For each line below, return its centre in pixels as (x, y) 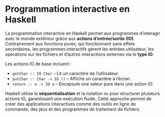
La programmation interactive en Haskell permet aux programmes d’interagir (83, 33)
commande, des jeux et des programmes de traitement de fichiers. (73, 109)
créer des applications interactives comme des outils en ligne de (71, 104)
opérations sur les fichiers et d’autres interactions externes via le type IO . (80, 54)
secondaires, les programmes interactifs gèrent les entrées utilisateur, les (80, 49)
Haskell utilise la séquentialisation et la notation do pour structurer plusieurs (82, 93)
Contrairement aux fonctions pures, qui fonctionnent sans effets (70, 43)
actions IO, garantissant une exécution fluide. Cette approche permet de (78, 98)
